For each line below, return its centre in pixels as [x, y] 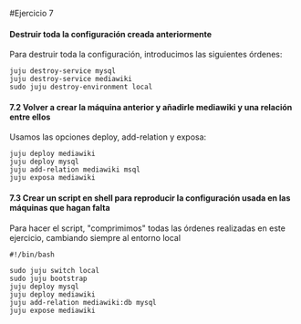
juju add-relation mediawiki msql [75, 170]
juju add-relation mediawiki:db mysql [83, 302]
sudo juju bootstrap [49, 278]
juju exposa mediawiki [52, 178]
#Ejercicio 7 [31, 13]
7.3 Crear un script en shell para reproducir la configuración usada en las [150, 198]
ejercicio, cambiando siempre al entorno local [95, 237]
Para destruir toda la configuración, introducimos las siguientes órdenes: [146, 55]
